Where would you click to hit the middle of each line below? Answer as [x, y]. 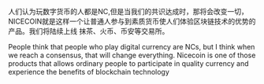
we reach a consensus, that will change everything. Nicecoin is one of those [132, 55]
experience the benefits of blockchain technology [89, 72]
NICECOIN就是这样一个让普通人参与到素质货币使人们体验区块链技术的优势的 [132, 21]
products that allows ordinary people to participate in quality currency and [128, 64]
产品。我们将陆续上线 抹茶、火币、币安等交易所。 [89, 31]
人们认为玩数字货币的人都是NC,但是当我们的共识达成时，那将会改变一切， [128, 11]
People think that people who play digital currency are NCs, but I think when [132, 47]
